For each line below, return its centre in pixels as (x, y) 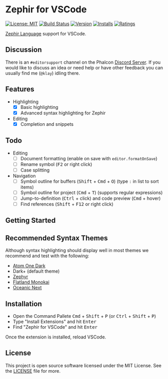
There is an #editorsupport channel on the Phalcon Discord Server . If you (83, 62)
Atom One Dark (29, 266)
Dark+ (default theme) (36, 271)
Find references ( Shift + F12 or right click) (67, 204)
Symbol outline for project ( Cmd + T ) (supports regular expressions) (91, 192)
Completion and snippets (47, 124)
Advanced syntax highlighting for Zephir (63, 113)
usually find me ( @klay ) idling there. (43, 73)
